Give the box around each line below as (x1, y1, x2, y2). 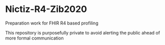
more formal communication (5, 35, 64, 41)
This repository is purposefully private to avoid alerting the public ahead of (5, 29, 160, 35)
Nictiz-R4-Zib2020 (5, 3, 87, 15)
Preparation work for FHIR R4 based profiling (5, 20, 99, 26)
